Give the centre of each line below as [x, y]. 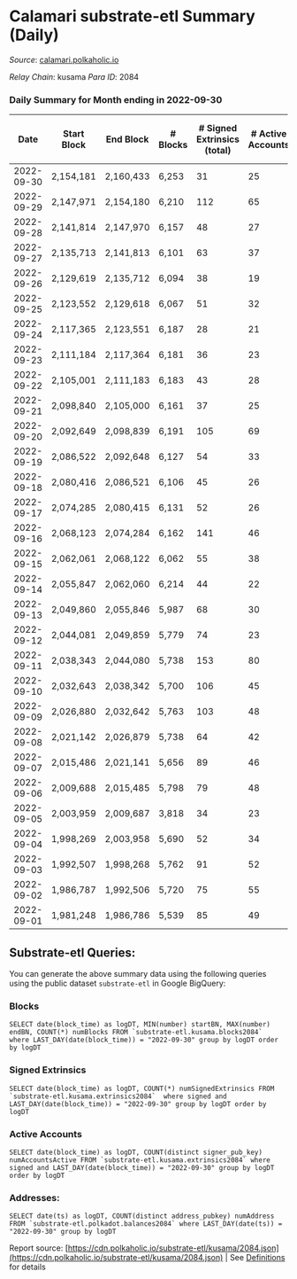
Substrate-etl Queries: [72, 952]
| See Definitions [255, 1258]
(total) [218, 151]
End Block [127, 139]
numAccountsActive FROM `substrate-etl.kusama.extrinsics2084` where [140, 1160]
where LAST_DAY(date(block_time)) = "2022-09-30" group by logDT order [144, 1040]
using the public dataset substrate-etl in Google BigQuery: [118, 983]
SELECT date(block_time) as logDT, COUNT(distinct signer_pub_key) [136, 1152]
